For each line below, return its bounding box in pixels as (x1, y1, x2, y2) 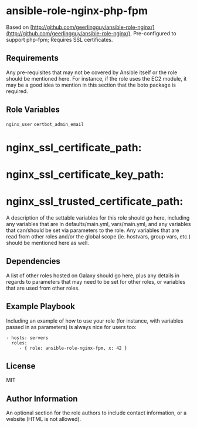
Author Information (6, 393, 78, 404)
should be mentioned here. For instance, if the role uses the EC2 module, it (6, 75, 187, 82)
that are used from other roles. (6, 284, 80, 291)
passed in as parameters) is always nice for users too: (6, 323, 137, 330)
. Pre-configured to (130, 29, 177, 37)
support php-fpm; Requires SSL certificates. (6, 36, 113, 43)
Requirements (6, 53, 59, 63)
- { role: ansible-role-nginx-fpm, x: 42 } (19, 345, 127, 351)
